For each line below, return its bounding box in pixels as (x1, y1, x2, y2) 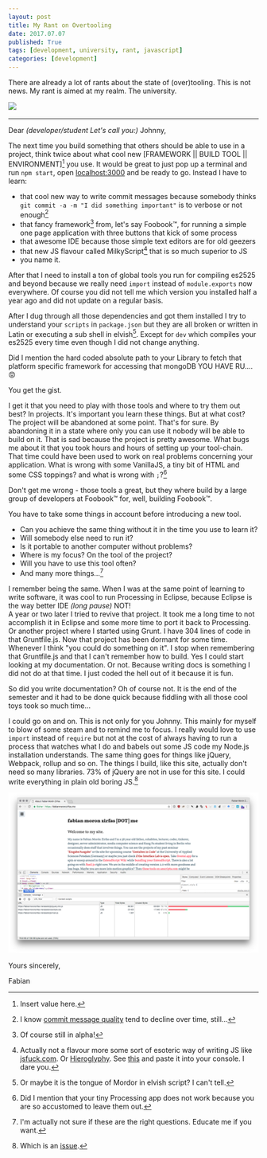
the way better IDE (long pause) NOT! (8, 601, 131, 610)
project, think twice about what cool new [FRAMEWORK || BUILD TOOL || (8, 150, 248, 158)
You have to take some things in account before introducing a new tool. (8, 509, 242, 518)
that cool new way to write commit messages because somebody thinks (19, 191, 257, 201)
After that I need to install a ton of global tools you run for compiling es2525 (8, 270, 256, 280)
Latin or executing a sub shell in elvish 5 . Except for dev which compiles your (8, 327, 257, 338)
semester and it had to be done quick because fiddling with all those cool (8, 692, 248, 702)
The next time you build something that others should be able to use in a (8, 141, 245, 151)
